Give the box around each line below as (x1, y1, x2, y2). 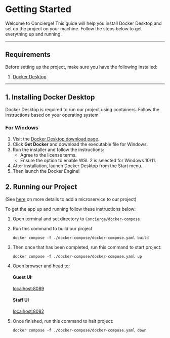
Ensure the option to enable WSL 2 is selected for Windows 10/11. (20, 157, 157, 163)
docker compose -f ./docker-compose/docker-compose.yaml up (12, 254, 142, 259)
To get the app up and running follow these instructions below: (5, 206, 136, 212)
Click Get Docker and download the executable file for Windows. (12, 141, 148, 147)
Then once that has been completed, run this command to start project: (12, 244, 162, 250)
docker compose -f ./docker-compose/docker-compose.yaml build (12, 235, 149, 240)
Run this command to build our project (12, 225, 93, 231)
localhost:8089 (12, 285, 45, 292)
